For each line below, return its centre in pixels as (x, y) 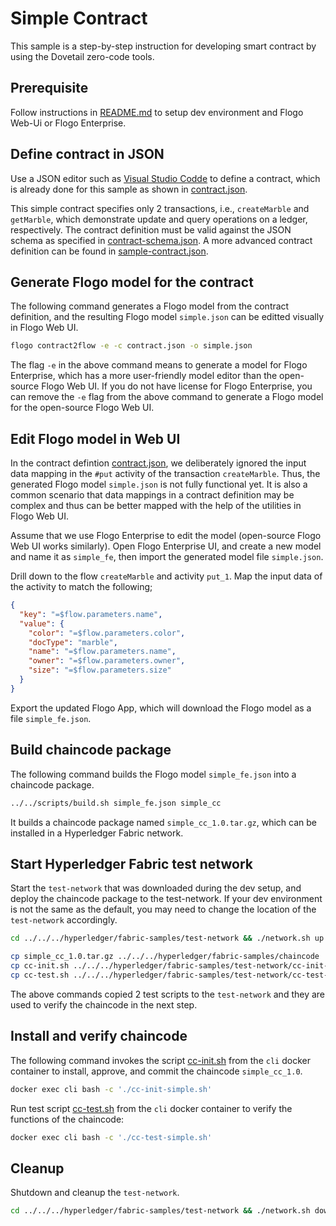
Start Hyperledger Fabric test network (131, 863)
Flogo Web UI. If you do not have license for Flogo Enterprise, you (177, 386)
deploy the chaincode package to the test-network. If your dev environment (166, 899)
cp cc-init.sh (40, 966)
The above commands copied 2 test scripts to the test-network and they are (168, 994)
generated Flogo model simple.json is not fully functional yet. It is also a (159, 484)
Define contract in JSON (87, 154)
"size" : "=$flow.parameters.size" (100, 670)
